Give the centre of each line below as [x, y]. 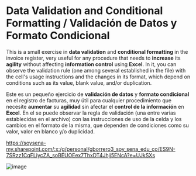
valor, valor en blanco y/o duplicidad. [51, 131]
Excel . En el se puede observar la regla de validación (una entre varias [91, 113]
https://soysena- [26, 143]
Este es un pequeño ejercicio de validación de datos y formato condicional [98, 94]
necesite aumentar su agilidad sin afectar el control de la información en [95, 106]
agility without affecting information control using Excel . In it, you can [91, 64]
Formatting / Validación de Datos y [92, 23]
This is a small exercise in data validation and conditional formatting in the [97, 51]
